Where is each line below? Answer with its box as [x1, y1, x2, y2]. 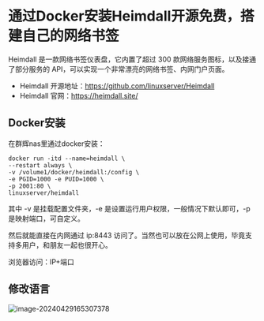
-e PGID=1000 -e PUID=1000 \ [8, 175, 104, 183]
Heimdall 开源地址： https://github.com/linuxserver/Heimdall [19, 80, 215, 91]
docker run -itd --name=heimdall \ [8, 155, 126, 162]
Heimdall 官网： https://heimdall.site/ [19, 91, 138, 100]
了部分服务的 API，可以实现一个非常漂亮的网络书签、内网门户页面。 [8, 64, 229, 73]
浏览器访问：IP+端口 [8, 257, 75, 267]
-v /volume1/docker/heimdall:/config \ [8, 168, 140, 176]
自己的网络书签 [22, 27, 120, 45]
